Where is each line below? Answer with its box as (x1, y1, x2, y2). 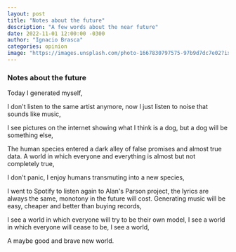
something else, (7, 131, 54, 139)
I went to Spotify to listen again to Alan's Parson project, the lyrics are (7, 187, 209, 196)
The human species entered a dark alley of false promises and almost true (7, 145, 223, 153)
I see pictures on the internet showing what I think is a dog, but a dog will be (7, 124, 228, 132)
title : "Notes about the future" (7, 17, 105, 24)
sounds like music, (7, 110, 61, 118)
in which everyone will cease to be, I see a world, (7, 223, 150, 232)
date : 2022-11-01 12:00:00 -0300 (7, 30, 105, 37)
